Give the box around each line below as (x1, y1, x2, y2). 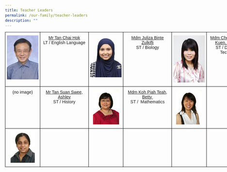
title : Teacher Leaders (5, 8, 53, 13)
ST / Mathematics (130, 99, 165, 104)
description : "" (5, 18, 38, 23)
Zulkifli (141, 40, 154, 45)
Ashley (58, 94, 71, 100)
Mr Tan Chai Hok (48, 35, 81, 41)
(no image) (12, 89, 33, 95)
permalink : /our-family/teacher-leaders (5, 13, 88, 18)
